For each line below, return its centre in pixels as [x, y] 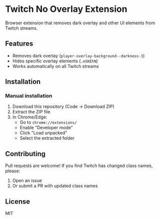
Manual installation [29, 96]
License [18, 201]
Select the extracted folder [47, 138]
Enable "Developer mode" [46, 128]
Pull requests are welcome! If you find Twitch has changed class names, [79, 166]
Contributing [25, 154]
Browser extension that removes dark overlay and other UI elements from [80, 23]
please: [13, 171]
